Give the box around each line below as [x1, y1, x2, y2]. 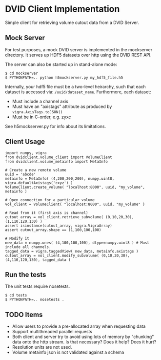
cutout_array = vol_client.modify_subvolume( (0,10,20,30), [5, 253, 130, 258]
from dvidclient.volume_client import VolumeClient [5, 155, 112, 160]
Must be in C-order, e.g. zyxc [12, 114, 71, 120]
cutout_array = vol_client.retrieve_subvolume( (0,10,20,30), [5, 214, 134, 219]
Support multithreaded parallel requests [12, 329, 93, 335]
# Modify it [5, 236, 29, 241]
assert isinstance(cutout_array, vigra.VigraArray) [5, 223, 112, 228]
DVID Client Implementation [5, 3, 120, 15]
